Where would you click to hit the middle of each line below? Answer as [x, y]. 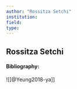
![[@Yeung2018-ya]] [31, 79]
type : [13, 28]
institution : [22, 17]
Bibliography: [23, 66]
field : [14, 22]
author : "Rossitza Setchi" [39, 11]
